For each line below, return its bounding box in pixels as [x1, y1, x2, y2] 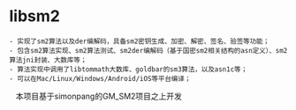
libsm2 [9, 6, 60, 26]
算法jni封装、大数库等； [9, 55, 87, 64]
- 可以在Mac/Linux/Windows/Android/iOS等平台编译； [9, 74, 192, 83]
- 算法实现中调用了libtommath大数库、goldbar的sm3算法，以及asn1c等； [9, 64, 248, 74]
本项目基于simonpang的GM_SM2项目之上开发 [15, 91, 183, 101]
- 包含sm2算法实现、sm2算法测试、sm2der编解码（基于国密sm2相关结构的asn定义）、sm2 [9, 46, 288, 55]
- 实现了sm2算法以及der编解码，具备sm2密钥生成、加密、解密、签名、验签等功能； [9, 37, 270, 46]
